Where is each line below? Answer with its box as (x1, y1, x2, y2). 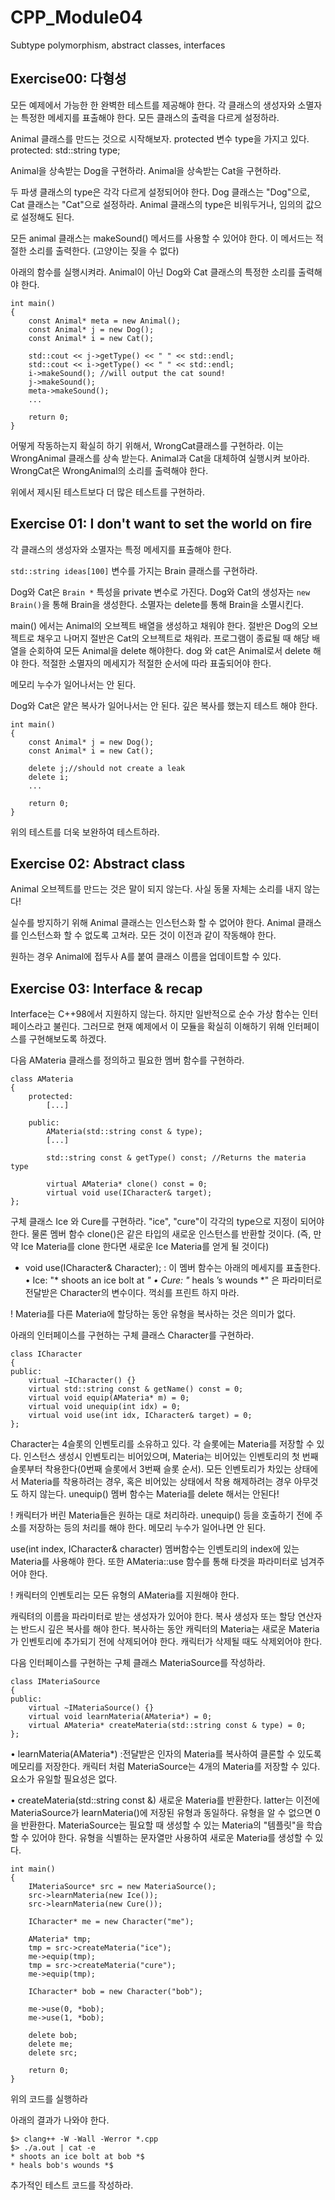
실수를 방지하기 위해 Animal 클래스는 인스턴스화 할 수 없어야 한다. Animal (10, 917, 296, 929)
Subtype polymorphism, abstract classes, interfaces (10, 39, 226, 51)
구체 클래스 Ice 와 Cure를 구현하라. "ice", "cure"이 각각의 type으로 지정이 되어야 (10, 1216, 325, 1228)
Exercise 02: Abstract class (10, 855, 186, 872)
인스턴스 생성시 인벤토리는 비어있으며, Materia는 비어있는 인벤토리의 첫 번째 (23, 1451, 319, 1463)
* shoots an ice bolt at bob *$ (10, 2152, 145, 2162)
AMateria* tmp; (28, 1934, 92, 1945)
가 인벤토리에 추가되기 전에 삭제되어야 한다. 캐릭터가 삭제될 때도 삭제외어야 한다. (10, 1636, 323, 1648)
